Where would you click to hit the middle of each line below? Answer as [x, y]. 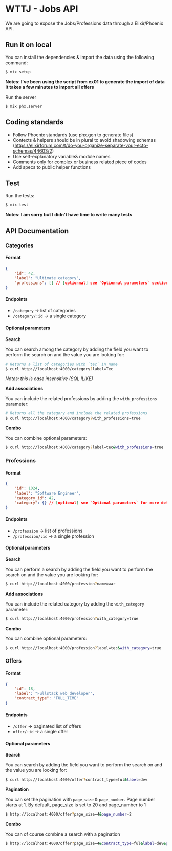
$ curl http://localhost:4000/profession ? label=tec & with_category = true [83, 648]
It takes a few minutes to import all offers [50, 87]
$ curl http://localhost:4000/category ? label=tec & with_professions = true [84, 447]
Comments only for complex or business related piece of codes [80, 162]
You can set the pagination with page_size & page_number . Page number [80, 800]
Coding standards [35, 122]
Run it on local [28, 45]
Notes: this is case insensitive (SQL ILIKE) [49, 379]
